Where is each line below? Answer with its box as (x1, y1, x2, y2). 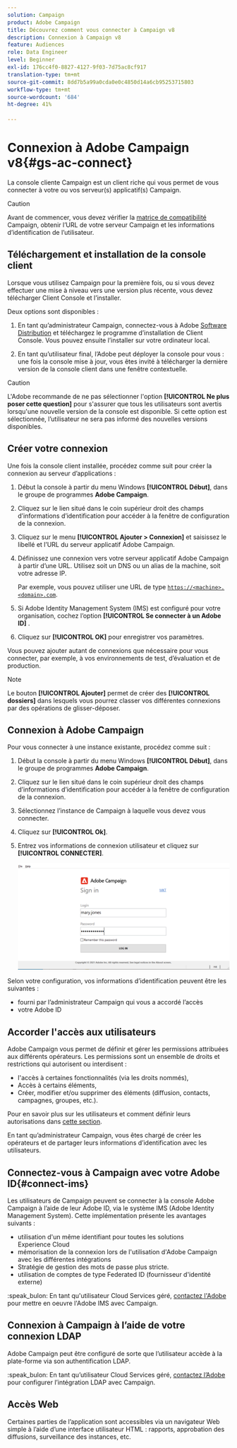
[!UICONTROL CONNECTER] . (17, 849, 104, 857)
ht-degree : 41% (7, 101, 52, 108)
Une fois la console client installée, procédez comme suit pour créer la (7, 461, 212, 470)
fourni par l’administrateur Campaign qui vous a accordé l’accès (17, 998, 203, 1007)
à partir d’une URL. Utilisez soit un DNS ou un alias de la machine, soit (17, 561, 221, 569)
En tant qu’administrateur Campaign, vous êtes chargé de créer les (7, 1131, 202, 1140)
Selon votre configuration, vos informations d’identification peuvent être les (7, 977, 227, 985)
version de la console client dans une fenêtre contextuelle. (17, 364, 188, 373)
